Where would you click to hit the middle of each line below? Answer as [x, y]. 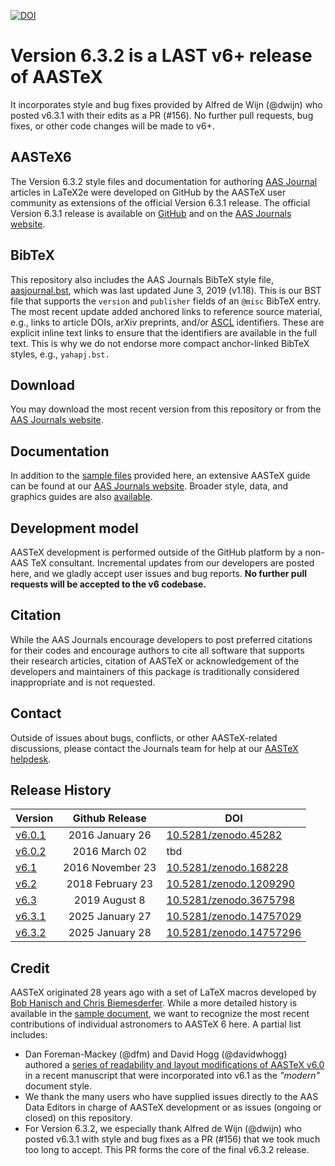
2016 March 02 [110, 852]
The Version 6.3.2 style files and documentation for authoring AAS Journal [164, 181]
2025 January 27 [110, 917]
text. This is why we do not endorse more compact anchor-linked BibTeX [160, 343]
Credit [30, 968]
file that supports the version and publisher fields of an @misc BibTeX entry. [166, 301]
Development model [74, 528]
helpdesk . [31, 759]
